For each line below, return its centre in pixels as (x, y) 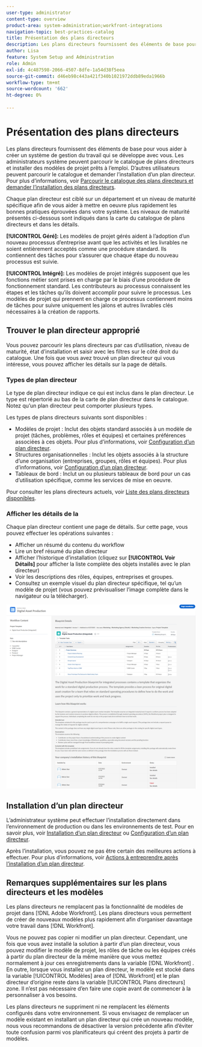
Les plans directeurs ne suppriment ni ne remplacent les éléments (88, 1007)
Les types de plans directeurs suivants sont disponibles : (77, 417)
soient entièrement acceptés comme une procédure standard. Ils (87, 249)
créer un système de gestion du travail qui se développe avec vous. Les (95, 155)
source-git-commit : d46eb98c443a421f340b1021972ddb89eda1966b (86, 76)
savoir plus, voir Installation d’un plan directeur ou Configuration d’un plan (98, 833)
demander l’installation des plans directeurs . (61, 187)
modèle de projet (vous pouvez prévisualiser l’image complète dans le (102, 590)
